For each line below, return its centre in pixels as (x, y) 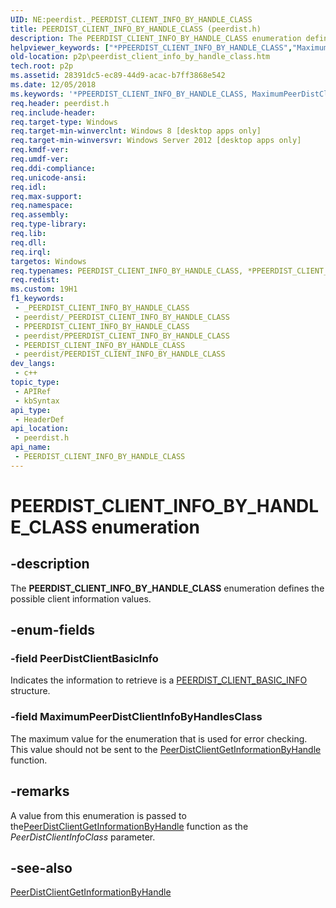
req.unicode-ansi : (48, 177)
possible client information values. (81, 598)
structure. (30, 691)
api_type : (31, 410)
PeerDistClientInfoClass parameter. (83, 837)
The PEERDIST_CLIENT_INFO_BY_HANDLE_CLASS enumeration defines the (167, 588)
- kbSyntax (37, 401)
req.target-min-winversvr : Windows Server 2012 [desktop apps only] (156, 141)
